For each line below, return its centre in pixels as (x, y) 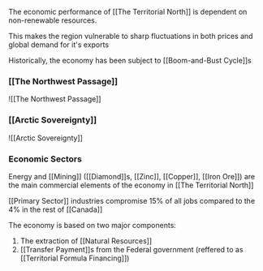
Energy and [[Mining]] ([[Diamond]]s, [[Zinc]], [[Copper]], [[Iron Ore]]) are (132, 176)
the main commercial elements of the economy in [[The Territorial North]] (131, 185)
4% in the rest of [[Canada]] (56, 209)
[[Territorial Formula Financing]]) (75, 258)
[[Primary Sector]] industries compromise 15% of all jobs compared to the (132, 200)
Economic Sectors (45, 159)
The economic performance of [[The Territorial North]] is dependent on (128, 12)
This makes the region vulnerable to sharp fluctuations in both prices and (131, 36)
